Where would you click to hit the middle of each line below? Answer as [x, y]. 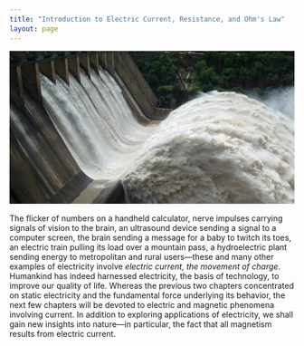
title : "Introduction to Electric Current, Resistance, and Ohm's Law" [147, 19]
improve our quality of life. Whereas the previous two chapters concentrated [152, 285]
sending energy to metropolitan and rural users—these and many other [142, 256]
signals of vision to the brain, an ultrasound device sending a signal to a [143, 227]
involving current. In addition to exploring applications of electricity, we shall [152, 314]
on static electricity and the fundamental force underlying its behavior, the [147, 295]
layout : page [34, 29]
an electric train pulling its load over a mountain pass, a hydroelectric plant [148, 247]
